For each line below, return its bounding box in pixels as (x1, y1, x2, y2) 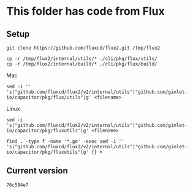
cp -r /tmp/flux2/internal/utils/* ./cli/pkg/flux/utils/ (6, 56, 157, 62)
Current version (6, 165, 69, 176)
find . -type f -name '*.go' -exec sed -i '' (6, 138, 124, 145)
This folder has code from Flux (6, 4, 165, 18)
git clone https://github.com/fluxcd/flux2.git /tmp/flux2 (6, 45, 161, 51)
